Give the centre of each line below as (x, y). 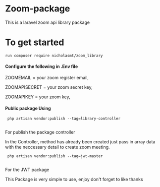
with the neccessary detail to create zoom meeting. (57, 147)
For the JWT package (27, 170)
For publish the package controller (40, 132)
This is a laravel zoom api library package (48, 22)
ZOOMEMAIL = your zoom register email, (47, 78)
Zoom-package (38, 9)
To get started (35, 42)
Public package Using (28, 108)
